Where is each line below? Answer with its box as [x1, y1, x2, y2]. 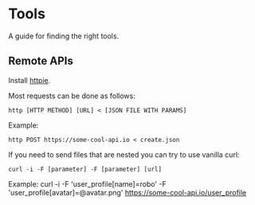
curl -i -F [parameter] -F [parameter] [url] [8, 165, 162, 173]
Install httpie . [8, 75, 51, 85]
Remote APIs [8, 54, 73, 68]
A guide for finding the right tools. [8, 31, 120, 41]
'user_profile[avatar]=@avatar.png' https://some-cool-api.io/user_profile [8, 187, 247, 197]
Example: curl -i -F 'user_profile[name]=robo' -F [8, 179, 167, 188]
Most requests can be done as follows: [8, 91, 135, 101]
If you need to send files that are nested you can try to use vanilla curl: [8, 149, 240, 160]
